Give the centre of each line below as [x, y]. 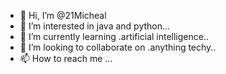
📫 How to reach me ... [66, 58]
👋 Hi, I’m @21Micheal [63, 15]
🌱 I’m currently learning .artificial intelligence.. [114, 36]
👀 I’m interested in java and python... [95, 26]
